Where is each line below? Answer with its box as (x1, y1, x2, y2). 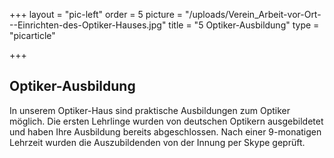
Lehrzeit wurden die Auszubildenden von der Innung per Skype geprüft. (9, 136, 306, 148)
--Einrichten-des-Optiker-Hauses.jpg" (9, 19, 167, 31)
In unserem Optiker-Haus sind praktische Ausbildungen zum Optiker (9, 104, 291, 116)
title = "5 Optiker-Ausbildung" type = (168, 19, 320, 31)
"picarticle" (9, 30, 56, 41)
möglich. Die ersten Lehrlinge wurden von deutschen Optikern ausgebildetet (9, 115, 324, 127)
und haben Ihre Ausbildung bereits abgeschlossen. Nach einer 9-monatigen (9, 125, 322, 138)
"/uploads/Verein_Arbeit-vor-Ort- (184, 9, 322, 20)
